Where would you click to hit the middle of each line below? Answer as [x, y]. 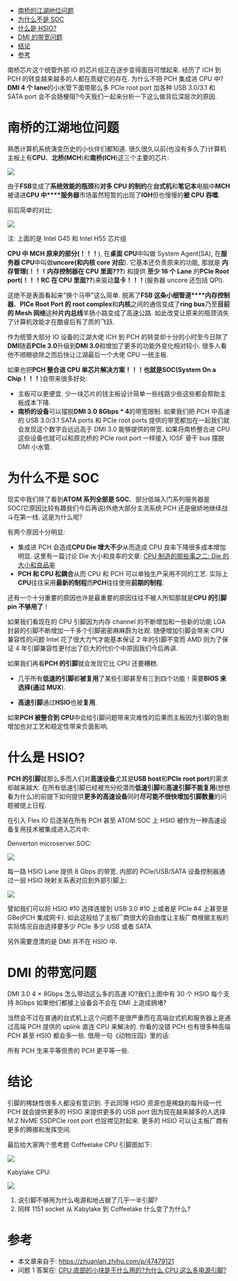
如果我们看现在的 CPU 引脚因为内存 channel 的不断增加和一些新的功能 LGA [117, 621]
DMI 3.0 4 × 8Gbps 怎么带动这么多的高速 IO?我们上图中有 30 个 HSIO [108, 994]
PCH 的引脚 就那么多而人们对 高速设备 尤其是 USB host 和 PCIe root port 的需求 [118, 779]
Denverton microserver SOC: [50, 843]
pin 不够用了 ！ [28, 606]
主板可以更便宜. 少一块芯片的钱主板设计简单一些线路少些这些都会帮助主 [122, 393]
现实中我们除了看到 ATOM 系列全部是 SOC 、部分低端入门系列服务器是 [109, 499]
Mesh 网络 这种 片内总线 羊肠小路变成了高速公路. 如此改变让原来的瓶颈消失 [122, 313]
